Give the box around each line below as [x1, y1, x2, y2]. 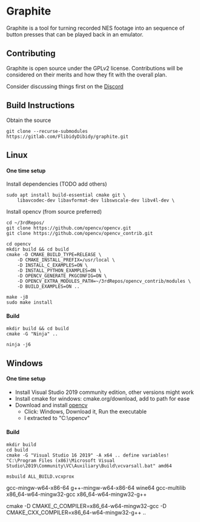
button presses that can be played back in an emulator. [6, 30, 144, 38]
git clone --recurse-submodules [6, 128, 88, 134]
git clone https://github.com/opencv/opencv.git [6, 225, 132, 231]
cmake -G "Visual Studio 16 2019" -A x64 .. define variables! [6, 452, 170, 459]
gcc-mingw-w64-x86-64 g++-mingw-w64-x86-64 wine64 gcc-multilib [6, 484, 186, 492]
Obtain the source [6, 117, 52, 124]
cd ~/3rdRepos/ [6, 220, 45, 226]
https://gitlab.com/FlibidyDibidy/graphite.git [6, 134, 129, 140]
